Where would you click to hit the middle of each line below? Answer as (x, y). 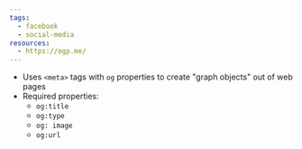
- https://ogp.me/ (52, 51)
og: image (55, 126)
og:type (50, 116)
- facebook (38, 26)
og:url (48, 135)
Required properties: (60, 97)
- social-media (46, 34)
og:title (52, 107)
